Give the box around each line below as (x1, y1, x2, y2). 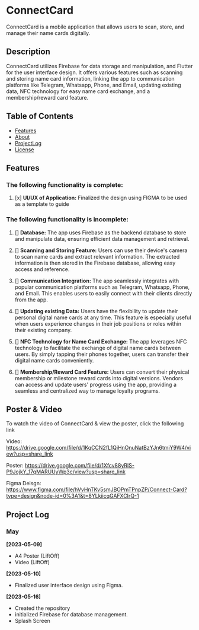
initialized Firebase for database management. (14, 611, 129, 618)
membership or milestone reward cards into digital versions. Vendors (14, 374, 184, 381)
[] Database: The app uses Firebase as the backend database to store (14, 229, 187, 236)
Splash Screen (14, 618, 50, 625)
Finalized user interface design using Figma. (14, 582, 123, 589)
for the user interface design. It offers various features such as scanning (6, 69, 183, 76)
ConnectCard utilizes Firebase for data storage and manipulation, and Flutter (6, 62, 193, 69)
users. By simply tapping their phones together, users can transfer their (14, 351, 190, 358)
